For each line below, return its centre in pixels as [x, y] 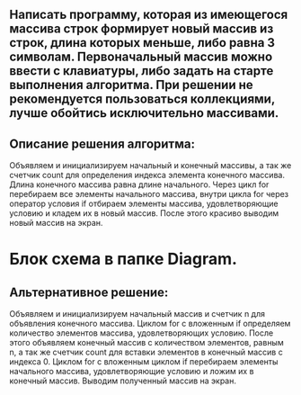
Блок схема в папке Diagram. [124, 259]
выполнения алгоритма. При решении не [131, 85]
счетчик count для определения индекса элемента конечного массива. [147, 175]
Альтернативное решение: [89, 292]
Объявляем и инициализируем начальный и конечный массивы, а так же [150, 166]
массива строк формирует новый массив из [142, 29]
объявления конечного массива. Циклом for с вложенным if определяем [150, 324]
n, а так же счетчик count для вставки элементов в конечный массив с [146, 352]
